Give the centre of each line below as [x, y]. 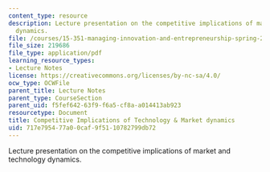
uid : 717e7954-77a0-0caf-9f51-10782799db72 [82, 128]
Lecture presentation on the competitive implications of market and [120, 150]
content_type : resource [48, 16]
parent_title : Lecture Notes [57, 90]
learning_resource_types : [51, 61]
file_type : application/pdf [55, 53]
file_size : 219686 [39, 46]
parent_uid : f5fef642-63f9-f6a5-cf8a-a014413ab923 [95, 105]
